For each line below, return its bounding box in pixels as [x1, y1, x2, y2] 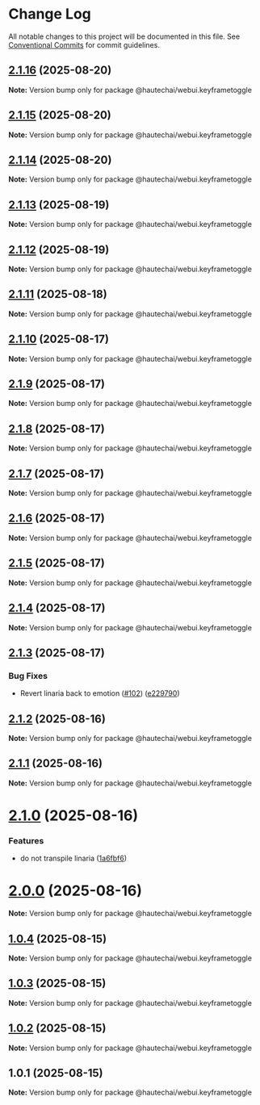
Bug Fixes [8, 670, 48, 681]
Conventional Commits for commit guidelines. [8, 40, 160, 49]
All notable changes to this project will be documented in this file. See [8, 31, 241, 41]
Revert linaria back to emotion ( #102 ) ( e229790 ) [19, 689, 180, 698]
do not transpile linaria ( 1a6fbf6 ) [19, 853, 128, 864]
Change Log [8, 5, 91, 23]
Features [8, 835, 44, 846]
